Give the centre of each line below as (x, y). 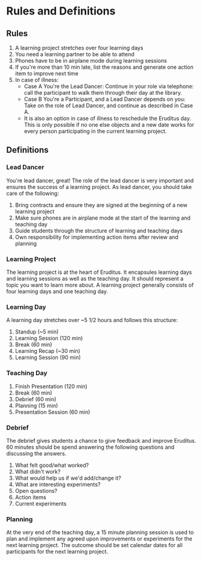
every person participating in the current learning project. (95, 131)
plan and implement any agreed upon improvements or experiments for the (99, 539)
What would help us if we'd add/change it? (68, 478)
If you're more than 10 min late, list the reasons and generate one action (104, 67)
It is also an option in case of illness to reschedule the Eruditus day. (108, 118)
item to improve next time (46, 73)
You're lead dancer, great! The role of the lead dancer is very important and (100, 180)
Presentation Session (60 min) (52, 412)
